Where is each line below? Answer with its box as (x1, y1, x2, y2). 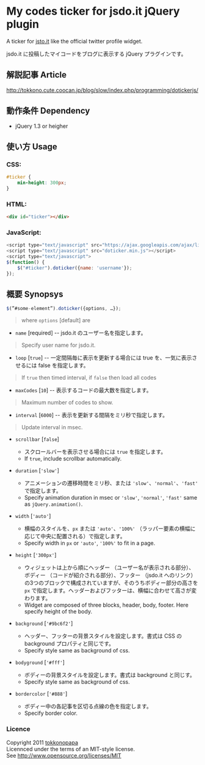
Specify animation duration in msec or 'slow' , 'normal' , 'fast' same (24, 494, 198, 501)
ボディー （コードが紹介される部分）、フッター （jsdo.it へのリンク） (24, 572, 196, 579)
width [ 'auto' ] (15, 512, 51, 520)
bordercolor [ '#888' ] (15, 690, 68, 698)
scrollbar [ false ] (15, 435, 60, 443)
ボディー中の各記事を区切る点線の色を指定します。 (24, 703, 153, 710)
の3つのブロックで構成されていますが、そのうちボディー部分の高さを (24, 579, 198, 586)
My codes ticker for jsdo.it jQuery (6, 4, 180, 18)
